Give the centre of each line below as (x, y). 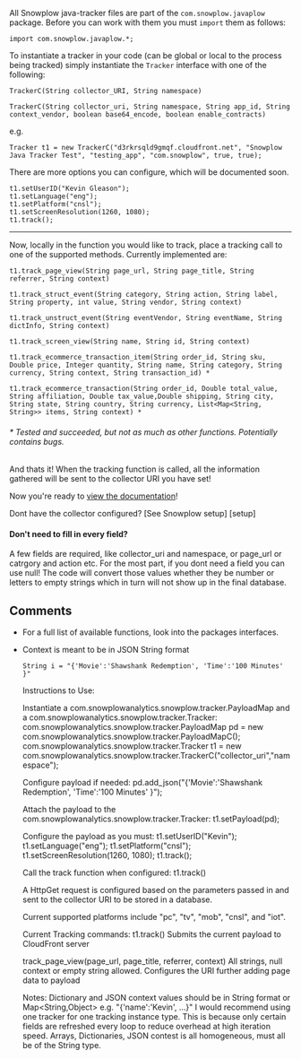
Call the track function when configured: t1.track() (114, 872)
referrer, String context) (60, 279)
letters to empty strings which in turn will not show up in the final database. (148, 583)
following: (27, 74)
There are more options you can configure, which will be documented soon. (149, 172)
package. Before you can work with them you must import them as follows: (148, 22)
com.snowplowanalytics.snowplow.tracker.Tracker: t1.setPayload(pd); (151, 819)
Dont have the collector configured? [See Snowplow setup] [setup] (133, 514)
